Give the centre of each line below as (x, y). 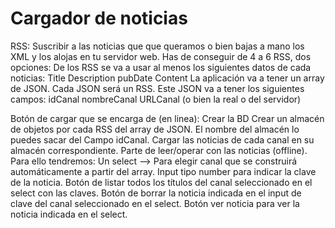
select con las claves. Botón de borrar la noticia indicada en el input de (156, 193)
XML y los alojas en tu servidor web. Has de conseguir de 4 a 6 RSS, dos (161, 56)
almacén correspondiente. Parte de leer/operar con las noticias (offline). (159, 150)
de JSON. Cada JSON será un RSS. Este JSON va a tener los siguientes (157, 88)
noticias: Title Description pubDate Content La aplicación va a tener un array (167, 78)
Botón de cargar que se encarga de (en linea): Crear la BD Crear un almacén (167, 118)
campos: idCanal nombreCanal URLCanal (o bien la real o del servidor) (156, 99)
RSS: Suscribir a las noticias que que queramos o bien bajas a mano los (157, 46)
